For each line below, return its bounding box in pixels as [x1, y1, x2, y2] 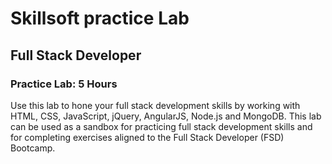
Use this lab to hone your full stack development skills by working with [10, 99, 301, 111]
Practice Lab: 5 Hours [10, 77, 118, 91]
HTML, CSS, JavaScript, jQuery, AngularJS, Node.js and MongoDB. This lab [10, 110, 322, 122]
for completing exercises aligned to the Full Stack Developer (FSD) [10, 131, 285, 143]
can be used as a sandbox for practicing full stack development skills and [10, 120, 313, 132]
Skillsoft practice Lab [10, 7, 190, 30]
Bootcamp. [10, 142, 56, 154]
